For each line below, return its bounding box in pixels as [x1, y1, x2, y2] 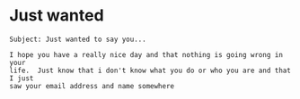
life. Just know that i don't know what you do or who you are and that [9, 66, 292, 75]
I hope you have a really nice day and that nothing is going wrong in [9, 50, 283, 59]
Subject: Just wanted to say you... [9, 35, 146, 44]
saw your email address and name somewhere [9, 81, 175, 90]
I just [9, 73, 34, 83]
